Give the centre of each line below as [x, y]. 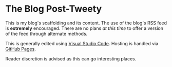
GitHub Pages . [21, 49]
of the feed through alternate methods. [46, 33]
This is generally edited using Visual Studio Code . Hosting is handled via [82, 43]
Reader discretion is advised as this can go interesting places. [71, 58]
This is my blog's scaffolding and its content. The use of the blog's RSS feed [86, 23]
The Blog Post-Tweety [53, 9]
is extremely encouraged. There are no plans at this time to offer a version [84, 28]
